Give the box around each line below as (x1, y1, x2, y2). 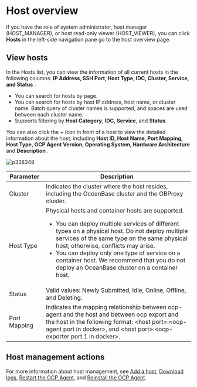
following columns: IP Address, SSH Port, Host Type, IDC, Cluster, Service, (6, 74, 189, 81)
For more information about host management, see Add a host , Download (6, 368, 184, 375)
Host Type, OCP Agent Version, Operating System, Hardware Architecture (6, 141, 191, 148)
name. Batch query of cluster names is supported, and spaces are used (14, 104, 188, 112)
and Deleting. (46, 293, 83, 302)
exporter (46, 332, 70, 340)
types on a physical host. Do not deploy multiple (55, 227, 188, 235)
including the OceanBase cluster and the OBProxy (46, 189, 184, 197)
